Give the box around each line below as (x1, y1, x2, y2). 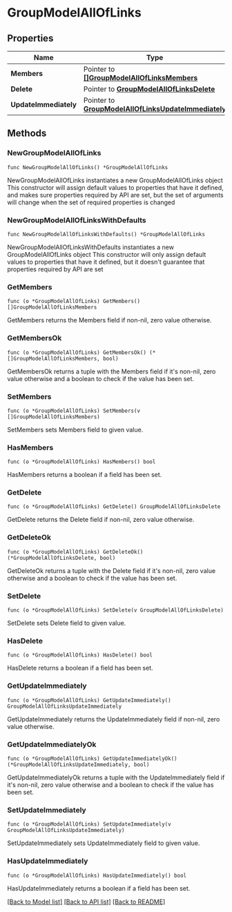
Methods (7, 128, 47, 139)
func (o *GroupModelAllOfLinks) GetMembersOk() (7, 349, 147, 356)
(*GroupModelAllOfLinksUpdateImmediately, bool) (7, 761, 150, 768)
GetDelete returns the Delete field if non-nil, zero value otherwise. (7, 516, 195, 524)
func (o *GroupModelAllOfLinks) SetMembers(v (7, 407, 140, 414)
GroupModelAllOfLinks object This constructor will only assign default (7, 250, 206, 258)
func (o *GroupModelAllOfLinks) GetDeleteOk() (7, 548, 144, 555)
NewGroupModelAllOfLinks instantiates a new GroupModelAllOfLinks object (7, 176, 223, 184)
